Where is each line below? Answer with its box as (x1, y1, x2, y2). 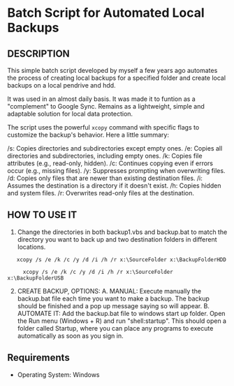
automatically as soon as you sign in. (17, 331, 124, 340)
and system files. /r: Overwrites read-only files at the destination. (7, 189, 194, 197)
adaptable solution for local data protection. (7, 110, 133, 118)
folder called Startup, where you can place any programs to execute (17, 324, 214, 332)
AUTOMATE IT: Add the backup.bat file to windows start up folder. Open (17, 309, 226, 317)
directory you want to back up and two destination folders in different (17, 235, 217, 243)
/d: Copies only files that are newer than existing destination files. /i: (7, 174, 203, 182)
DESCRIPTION (7, 48, 70, 60)
